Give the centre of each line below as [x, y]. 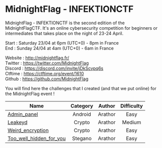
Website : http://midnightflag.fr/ [37, 57]
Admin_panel [23, 114]
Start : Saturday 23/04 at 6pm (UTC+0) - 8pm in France [62, 43]
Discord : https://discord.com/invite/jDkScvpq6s [54, 68]
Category [82, 106]
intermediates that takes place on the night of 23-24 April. [64, 33]
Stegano [82, 138]
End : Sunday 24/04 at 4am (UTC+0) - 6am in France [59, 48]
